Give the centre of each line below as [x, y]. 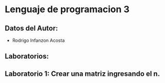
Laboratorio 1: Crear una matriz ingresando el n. [82, 74]
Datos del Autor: [32, 28]
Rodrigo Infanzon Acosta [38, 40]
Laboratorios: [27, 56]
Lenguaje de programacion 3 [67, 9]
